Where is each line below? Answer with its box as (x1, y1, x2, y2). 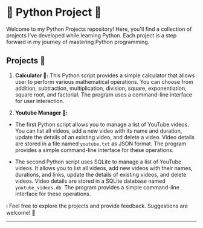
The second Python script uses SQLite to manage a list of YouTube (14, 158, 182, 165)
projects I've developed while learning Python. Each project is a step (6, 31, 177, 39)
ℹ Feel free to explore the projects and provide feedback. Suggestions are (6, 202, 188, 209)
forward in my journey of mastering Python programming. (6, 38, 150, 45)
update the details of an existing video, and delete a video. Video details (14, 133, 195, 141)
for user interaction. (14, 97, 65, 104)
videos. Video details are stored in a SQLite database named (14, 177, 166, 185)
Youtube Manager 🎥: (14, 109, 68, 116)
